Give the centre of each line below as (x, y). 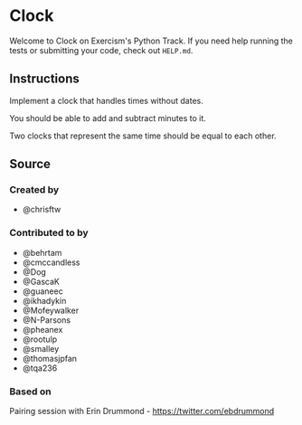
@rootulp (39, 339)
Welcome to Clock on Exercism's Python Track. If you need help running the (151, 41)
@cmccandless (51, 262)
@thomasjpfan (50, 358)
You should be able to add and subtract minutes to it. (108, 118)
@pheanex (42, 329)
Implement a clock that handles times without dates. (106, 100)
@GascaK (41, 281)
